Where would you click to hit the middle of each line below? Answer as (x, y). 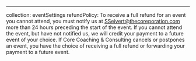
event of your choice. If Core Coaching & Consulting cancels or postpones (95, 40)
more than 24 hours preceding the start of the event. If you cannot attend (94, 27)
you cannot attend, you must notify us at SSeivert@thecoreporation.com (93, 21)
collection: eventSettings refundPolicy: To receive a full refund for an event (96, 15)
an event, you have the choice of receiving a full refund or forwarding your (96, 46)
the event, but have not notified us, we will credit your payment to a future (95, 33)
